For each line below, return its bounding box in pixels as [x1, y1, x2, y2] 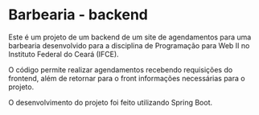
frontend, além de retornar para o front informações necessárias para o [8, 73, 245, 83]
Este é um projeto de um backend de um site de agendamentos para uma [8, 32, 252, 42]
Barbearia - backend [8, 6, 149, 24]
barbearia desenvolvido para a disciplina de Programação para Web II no [8, 40, 250, 50]
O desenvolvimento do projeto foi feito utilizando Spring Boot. [8, 97, 213, 107]
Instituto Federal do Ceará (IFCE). [8, 49, 119, 59]
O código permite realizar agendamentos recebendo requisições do [8, 64, 233, 74]
